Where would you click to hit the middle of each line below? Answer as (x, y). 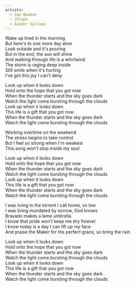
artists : (14, 10)
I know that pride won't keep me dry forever (51, 221)
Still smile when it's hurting (33, 70)
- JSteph (19, 19)
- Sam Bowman (23, 15)
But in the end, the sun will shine (39, 54)
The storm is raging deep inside (38, 65)
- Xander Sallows (28, 24)
